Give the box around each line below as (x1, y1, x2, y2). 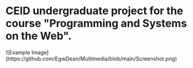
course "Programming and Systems (5, 17, 188, 30)
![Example (5, 48, 30, 56)
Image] (31, 48, 49, 56)
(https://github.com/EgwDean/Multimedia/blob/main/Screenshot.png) (5, 55, 177, 62)
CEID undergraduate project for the (5, 4, 183, 18)
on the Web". (5, 30, 72, 43)
